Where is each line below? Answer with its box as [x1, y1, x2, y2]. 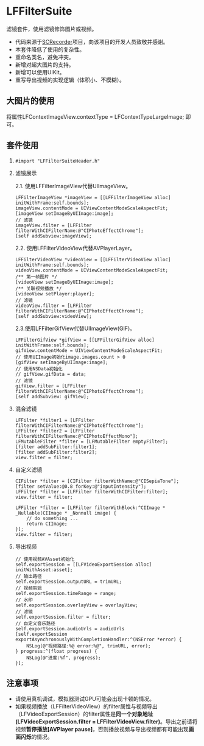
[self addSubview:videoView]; [15, 313, 93, 319]
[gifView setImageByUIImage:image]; [15, 359, 108, 365]
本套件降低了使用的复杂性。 [15, 46, 85, 53]
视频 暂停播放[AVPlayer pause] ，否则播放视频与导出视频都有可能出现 [15, 726, 189, 733]
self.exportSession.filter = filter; [15, 614, 111, 620]
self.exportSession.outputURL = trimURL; [15, 579, 122, 585]
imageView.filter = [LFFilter [15, 222, 93, 228]
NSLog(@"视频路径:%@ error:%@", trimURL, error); [26, 642, 151, 649]
